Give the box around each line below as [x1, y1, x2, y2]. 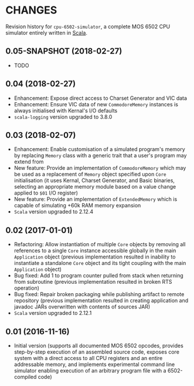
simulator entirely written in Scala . [5, 29, 88, 36]
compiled [13, 374, 37, 380]
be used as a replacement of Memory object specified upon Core [13, 171, 166, 178]
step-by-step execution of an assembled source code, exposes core [13, 348, 180, 355]
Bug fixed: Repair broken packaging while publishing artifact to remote [13, 291, 185, 298]
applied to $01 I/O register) [13, 189, 79, 197]
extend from [13, 158, 44, 165]
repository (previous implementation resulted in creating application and [13, 297, 189, 304]
